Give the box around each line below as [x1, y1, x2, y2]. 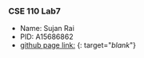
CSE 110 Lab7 [8, 6, 62, 17]
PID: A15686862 [19, 32, 74, 41]
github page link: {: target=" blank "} [19, 41, 137, 50]
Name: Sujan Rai [19, 24, 74, 33]
